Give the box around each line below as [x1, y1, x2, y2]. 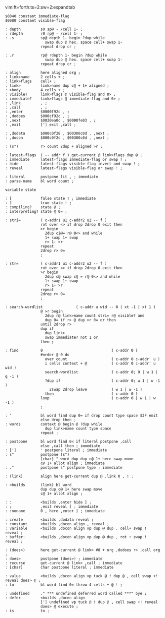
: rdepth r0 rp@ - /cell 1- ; [5, 31, 83, 36]
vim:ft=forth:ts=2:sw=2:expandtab [5, 4, 76, 10]
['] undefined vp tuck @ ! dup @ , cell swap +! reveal [40, 600, 158, 605]
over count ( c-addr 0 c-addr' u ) [44, 357, 161, 362]
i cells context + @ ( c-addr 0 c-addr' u [44, 361, 156, 366]
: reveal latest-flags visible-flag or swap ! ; [5, 166, 123, 171]
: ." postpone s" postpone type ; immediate [5, 465, 123, 470]
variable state [5, 187, 37, 192]
